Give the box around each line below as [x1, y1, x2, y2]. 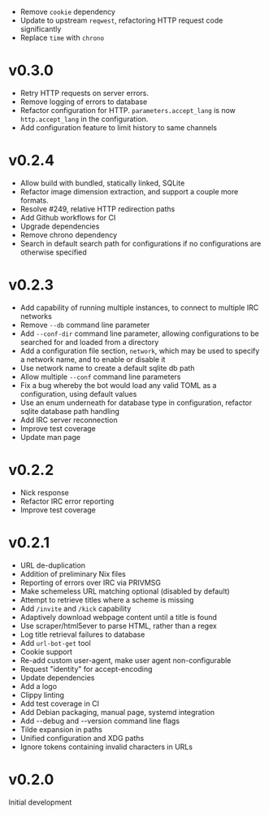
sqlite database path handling [20, 406, 120, 416]
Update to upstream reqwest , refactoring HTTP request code [20, 15, 223, 25]
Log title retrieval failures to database [20, 630, 145, 639]
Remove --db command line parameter [20, 320, 150, 329]
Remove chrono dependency [20, 229, 118, 239]
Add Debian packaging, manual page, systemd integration [20, 707, 215, 717]
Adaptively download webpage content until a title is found [20, 612, 218, 621]
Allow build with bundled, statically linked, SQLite [20, 178, 185, 188]
